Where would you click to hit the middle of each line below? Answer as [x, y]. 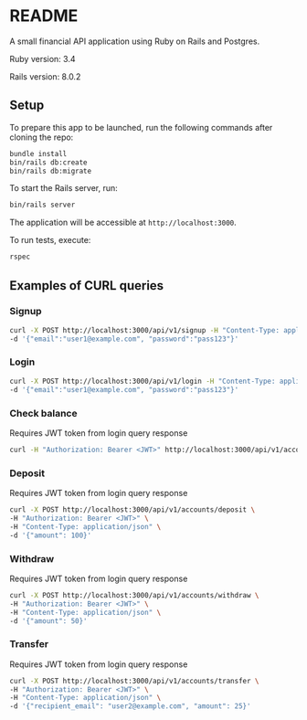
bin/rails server [42, 205]
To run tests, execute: [50, 240]
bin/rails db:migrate [51, 171]
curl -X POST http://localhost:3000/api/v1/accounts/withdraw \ [134, 595]
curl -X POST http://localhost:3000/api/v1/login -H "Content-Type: [143, 381]
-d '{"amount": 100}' [51, 535]
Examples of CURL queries [87, 286]
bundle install [38, 154]
